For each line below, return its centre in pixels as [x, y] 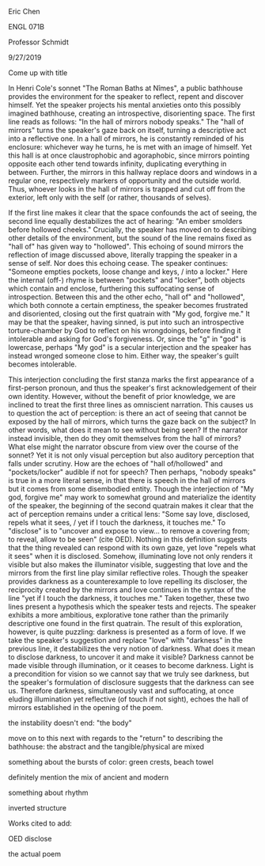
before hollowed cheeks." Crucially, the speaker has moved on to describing [132, 230]
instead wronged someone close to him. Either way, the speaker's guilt [123, 356]
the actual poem [35, 854]
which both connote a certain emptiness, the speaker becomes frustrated [128, 305]
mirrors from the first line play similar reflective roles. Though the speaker [128, 573]
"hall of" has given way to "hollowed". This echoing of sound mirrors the [126, 246]
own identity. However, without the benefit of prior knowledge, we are [122, 396]
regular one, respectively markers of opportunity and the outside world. [125, 180]
